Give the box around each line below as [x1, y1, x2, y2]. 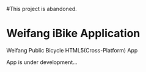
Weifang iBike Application [6, 27, 141, 40]
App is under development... [6, 58, 78, 66]
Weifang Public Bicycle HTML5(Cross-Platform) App [6, 46, 138, 54]
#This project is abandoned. [6, 5, 78, 12]
